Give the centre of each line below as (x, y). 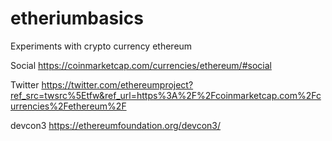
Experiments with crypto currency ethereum (101, 46)
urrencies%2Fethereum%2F (68, 106)
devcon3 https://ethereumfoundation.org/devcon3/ (116, 125)
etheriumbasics (77, 18)
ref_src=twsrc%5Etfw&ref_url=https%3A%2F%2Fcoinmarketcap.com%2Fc (166, 95)
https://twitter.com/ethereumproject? (117, 84)
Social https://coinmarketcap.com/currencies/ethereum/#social (141, 65)
